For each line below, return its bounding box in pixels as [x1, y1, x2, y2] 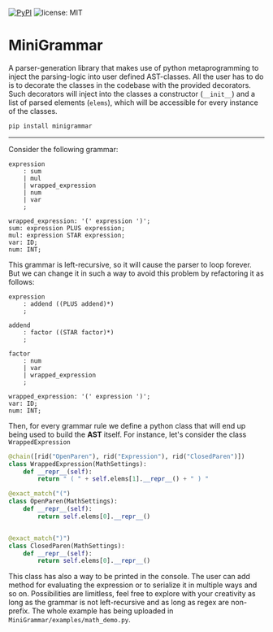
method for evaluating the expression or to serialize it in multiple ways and [8, 580, 258, 590]
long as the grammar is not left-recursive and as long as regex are [8, 598, 230, 608]
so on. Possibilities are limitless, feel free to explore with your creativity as [8, 589, 256, 599]
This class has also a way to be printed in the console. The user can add [8, 572, 250, 582]
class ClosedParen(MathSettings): [8, 542, 126, 550]
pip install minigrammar [8, 122, 93, 130]
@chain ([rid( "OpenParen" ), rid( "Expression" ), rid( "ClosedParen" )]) [8, 452, 245, 460]
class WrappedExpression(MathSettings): [8, 460, 148, 468]
